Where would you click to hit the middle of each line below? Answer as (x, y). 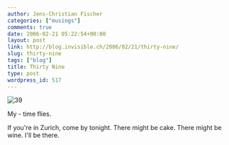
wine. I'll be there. (33, 135)
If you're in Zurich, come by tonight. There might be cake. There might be (114, 128)
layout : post (27, 41)
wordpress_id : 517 (34, 80)
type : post (23, 73)
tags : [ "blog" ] (30, 60)
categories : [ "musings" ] (44, 21)
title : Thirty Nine (36, 67)
